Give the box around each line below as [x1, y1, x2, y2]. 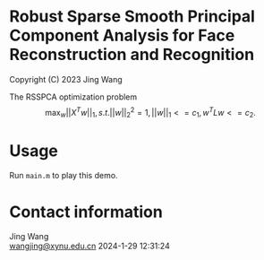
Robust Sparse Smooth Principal [9, 6, 255, 27]
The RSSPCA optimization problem [9, 91, 138, 102]
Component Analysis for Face [9, 25, 235, 46]
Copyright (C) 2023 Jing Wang [9, 74, 123, 84]
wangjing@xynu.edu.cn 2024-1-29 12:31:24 [9, 240, 170, 252]
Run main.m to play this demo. [9, 170, 118, 181]
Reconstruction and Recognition [9, 45, 255, 65]
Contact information [9, 202, 163, 221]
